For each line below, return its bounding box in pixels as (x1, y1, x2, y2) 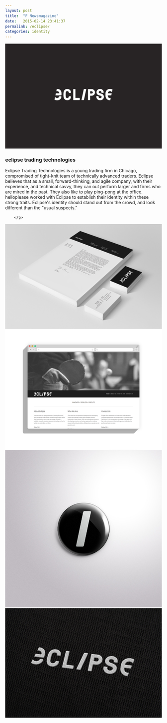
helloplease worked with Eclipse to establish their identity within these (5, 194, 149, 200)
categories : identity (5, 29, 50, 34)
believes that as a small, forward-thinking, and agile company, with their (5, 178, 153, 184)
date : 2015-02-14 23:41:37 (5, 18, 66, 23)
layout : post (5, 8, 32, 13)
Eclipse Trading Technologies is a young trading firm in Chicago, (5, 168, 138, 174)
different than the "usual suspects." (5, 205, 78, 211)
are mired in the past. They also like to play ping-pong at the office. (5, 189, 143, 195)
